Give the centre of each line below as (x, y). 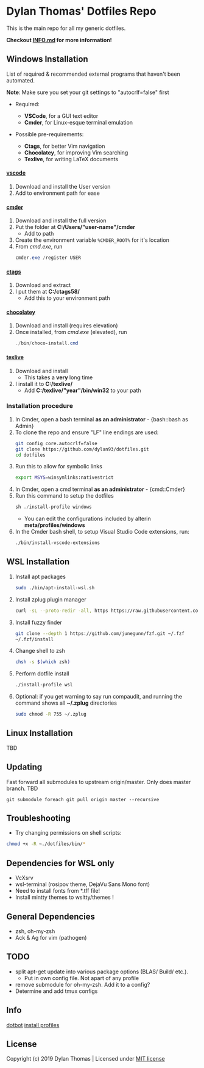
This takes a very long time (58, 377)
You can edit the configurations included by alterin (87, 519)
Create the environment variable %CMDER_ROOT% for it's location (92, 240)
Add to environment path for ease (58, 193)
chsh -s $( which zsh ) (43, 662)
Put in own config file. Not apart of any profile (81, 978)
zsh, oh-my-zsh (35, 931)
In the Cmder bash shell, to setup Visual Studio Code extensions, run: (102, 532)
